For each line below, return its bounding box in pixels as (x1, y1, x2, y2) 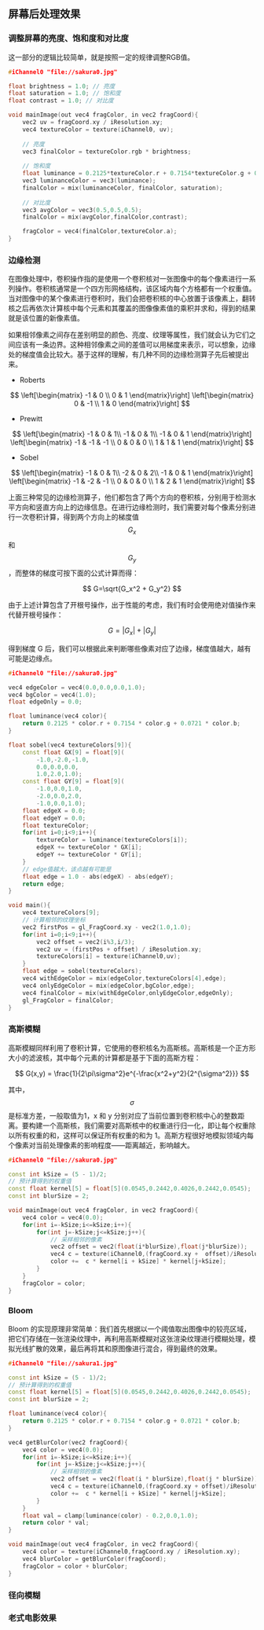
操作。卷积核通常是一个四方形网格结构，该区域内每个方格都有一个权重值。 (14, 284, 256, 293)
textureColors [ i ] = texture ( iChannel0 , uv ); (36, 953, 181, 960)
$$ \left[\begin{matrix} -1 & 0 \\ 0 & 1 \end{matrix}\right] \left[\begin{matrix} (10, 391, 254, 400)
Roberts (19, 376, 46, 385)
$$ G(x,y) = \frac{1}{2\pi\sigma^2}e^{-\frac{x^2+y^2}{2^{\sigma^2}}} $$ (14, 1068, 250, 1078)
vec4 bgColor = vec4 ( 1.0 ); (8, 691, 97, 699)
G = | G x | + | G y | (108, 626, 156, 637)
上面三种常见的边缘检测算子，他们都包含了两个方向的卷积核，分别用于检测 (8, 493, 249, 502)
